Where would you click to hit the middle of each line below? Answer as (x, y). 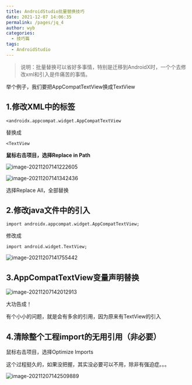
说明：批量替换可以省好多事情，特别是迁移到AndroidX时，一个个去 (101, 67)
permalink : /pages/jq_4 (35, 22)
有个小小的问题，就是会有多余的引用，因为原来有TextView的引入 (84, 317)
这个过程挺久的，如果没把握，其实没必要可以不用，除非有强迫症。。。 (88, 364)
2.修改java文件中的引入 (48, 210)
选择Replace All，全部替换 (37, 190)
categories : (20, 33)
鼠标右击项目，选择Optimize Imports (50, 352)
